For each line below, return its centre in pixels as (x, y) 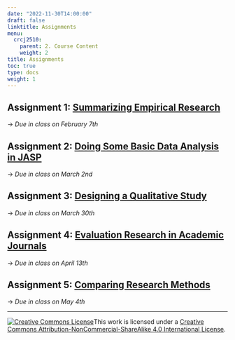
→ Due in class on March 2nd (50, 174)
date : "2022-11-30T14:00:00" (50, 14)
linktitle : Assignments (42, 27)
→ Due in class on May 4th (46, 301)
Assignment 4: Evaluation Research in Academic (116, 235)
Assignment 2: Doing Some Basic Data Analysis (113, 146)
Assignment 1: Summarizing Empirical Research (114, 107)
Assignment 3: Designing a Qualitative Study (107, 196)
